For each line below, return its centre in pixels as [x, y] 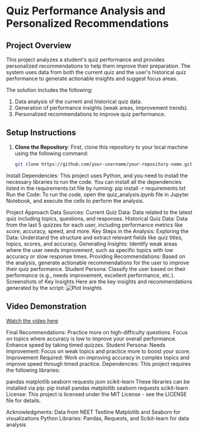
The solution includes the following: [49, 90]
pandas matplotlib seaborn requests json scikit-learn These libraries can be [98, 381]
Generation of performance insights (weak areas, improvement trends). [101, 108]
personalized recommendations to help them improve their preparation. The [98, 66]
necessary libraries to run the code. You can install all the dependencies [94, 181]
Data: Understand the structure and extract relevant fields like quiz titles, [95, 237]
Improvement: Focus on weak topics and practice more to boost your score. [98, 351]
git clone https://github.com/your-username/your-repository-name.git [103, 164]
